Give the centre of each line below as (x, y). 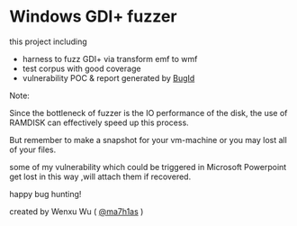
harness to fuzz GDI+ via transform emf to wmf (110, 59)
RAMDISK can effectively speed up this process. (99, 122)
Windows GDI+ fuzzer (93, 17)
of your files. (33, 149)
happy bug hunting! (45, 194)
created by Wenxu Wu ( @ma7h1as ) (76, 211)
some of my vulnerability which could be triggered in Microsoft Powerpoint (148, 167)
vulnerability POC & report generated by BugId (108, 77)
